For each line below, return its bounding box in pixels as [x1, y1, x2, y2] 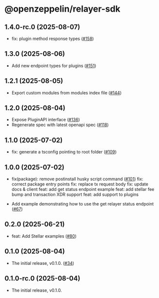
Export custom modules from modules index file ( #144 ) [11, 90, 122, 95]
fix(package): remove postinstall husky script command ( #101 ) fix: [11, 176, 143, 182]
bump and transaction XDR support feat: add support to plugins [11, 191, 139, 198]
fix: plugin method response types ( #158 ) [11, 36, 94, 41]
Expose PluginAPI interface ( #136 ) [11, 117, 80, 123]
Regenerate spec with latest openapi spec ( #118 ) [11, 122, 109, 128]
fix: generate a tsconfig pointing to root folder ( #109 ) [11, 149, 117, 155]
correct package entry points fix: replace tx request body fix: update [11, 181, 148, 187]
